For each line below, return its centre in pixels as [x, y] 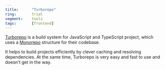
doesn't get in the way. [28, 62]
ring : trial [24, 14]
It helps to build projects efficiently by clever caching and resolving [73, 52]
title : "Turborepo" [31, 10]
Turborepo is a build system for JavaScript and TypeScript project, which [79, 37]
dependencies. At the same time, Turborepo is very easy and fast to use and [83, 57]
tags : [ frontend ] [30, 23]
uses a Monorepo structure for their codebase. [52, 43]
